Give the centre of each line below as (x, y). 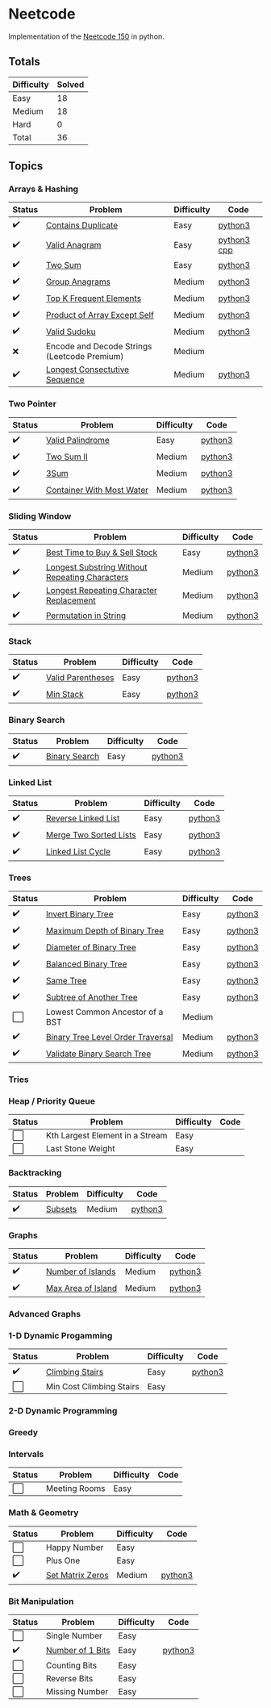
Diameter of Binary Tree (91, 947)
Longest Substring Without (96, 567)
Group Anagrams (78, 282)
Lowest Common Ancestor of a (104, 1012)
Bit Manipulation (41, 1601)
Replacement (71, 600)
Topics (26, 166)
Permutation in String (86, 616)
